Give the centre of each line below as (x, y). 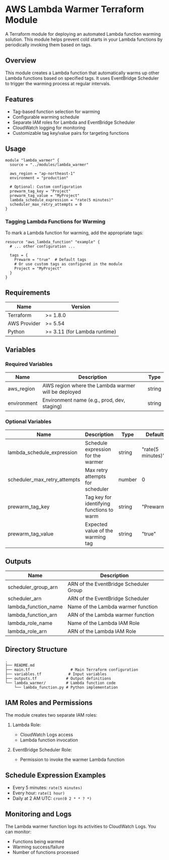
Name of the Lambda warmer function (113, 607)
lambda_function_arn (32, 615)
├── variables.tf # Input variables (56, 674)
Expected (96, 524)
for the (93, 456)
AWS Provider (24, 324)
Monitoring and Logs (38, 814)
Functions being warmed (38, 841)
